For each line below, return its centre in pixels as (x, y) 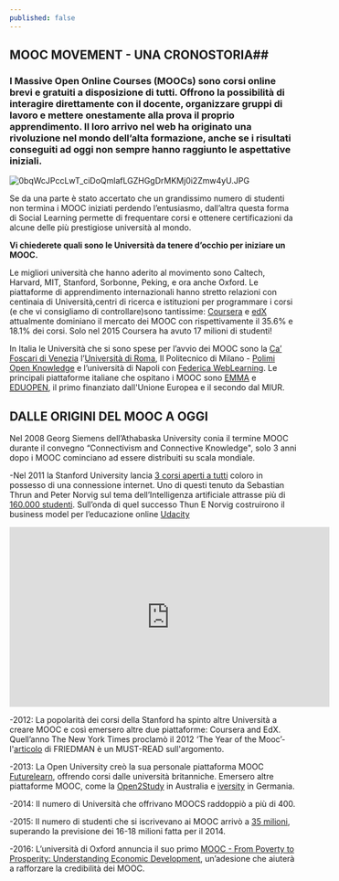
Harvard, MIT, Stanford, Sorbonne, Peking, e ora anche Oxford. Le (134, 282)
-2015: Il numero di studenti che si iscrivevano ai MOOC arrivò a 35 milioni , (150, 822)
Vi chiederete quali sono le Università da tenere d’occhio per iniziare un (148, 245)
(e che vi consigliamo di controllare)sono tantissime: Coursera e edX (138, 312)
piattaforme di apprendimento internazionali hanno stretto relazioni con (143, 292)
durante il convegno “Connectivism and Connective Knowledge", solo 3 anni (153, 448)
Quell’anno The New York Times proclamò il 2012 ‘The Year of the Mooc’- (148, 739)
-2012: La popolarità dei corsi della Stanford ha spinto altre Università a (143, 720)
